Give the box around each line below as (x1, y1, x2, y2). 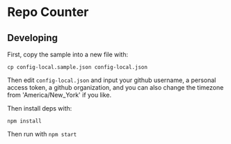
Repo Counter (7, 4, 89, 20)
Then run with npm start (7, 130, 77, 138)
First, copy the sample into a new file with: (7, 50, 129, 58)
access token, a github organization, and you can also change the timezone (7, 83, 224, 91)
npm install (7, 118, 42, 125)
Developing (7, 32, 58, 44)
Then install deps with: (7, 104, 72, 112)
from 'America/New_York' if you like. (7, 91, 112, 99)
